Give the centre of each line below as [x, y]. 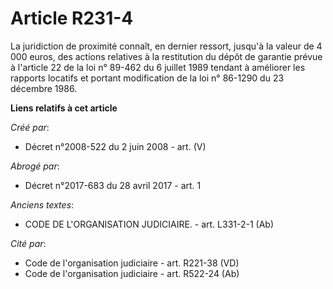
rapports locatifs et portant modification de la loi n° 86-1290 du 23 [147, 78]
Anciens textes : [42, 204]
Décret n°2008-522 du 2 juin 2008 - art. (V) [115, 146]
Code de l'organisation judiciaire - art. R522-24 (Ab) [132, 273]
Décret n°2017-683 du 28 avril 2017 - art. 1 [113, 185]
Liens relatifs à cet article [64, 108]
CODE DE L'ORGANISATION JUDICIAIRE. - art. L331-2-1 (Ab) [149, 224]
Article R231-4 [72, 18]
